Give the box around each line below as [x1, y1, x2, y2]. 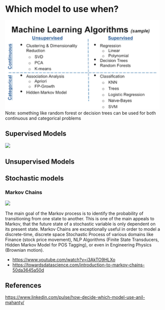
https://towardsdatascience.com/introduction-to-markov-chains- [12, 262, 145, 268]
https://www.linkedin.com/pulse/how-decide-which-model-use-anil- [5, 294, 145, 300]
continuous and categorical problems [5, 115, 82, 121]
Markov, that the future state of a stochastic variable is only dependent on [5, 221, 156, 227]
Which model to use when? [5, 3, 119, 15]
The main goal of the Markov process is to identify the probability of [5, 210, 144, 216]
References [5, 281, 41, 290]
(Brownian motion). [5, 247, 44, 253]
